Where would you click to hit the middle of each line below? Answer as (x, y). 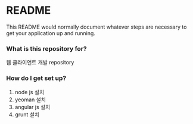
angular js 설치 (32, 107)
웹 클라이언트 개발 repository (40, 63)
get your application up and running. (51, 33)
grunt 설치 (27, 114)
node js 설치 (29, 92)
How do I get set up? (36, 78)
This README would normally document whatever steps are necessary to (96, 27)
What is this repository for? (47, 48)
